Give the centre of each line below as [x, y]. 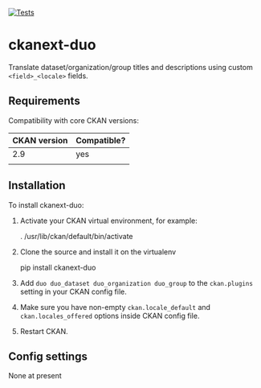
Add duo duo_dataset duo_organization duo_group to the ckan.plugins [136, 283]
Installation [37, 186]
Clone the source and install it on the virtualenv [98, 252]
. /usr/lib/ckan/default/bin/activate [77, 236]
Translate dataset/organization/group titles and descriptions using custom [130, 67]
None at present [35, 376]
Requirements [44, 101]
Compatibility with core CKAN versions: [73, 120]
